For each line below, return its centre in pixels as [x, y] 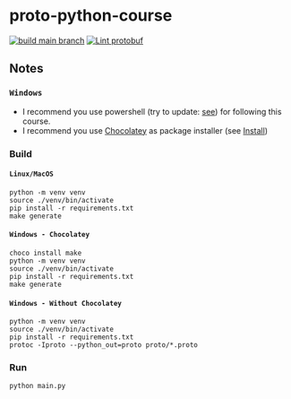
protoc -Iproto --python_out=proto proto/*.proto [104, 345]
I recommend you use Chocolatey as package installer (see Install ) [145, 130]
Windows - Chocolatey [50, 235]
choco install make [46, 253]
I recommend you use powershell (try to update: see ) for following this [152, 111]
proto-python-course [91, 16]
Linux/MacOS [31, 174]
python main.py [38, 386]
